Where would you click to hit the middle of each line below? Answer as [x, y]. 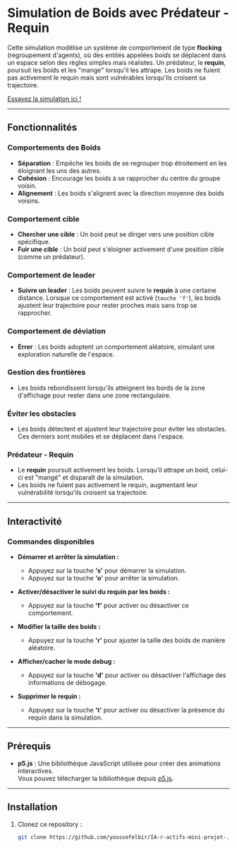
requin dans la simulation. [65, 717]
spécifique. [34, 241]
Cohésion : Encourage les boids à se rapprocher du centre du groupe [119, 178]
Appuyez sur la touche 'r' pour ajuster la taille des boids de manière [127, 640]
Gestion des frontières [47, 372]
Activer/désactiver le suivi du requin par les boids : [94, 592]
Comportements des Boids [54, 148]
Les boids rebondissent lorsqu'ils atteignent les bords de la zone [111, 388]
